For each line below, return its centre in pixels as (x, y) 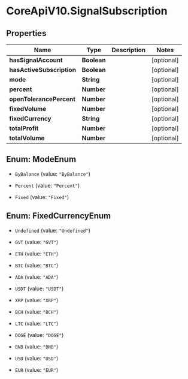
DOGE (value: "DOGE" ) (39, 335)
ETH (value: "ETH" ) (37, 254)
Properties (26, 33)
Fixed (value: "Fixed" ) (42, 197)
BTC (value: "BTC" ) (37, 265)
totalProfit (24, 128)
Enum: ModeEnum (41, 159)
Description (129, 50)
